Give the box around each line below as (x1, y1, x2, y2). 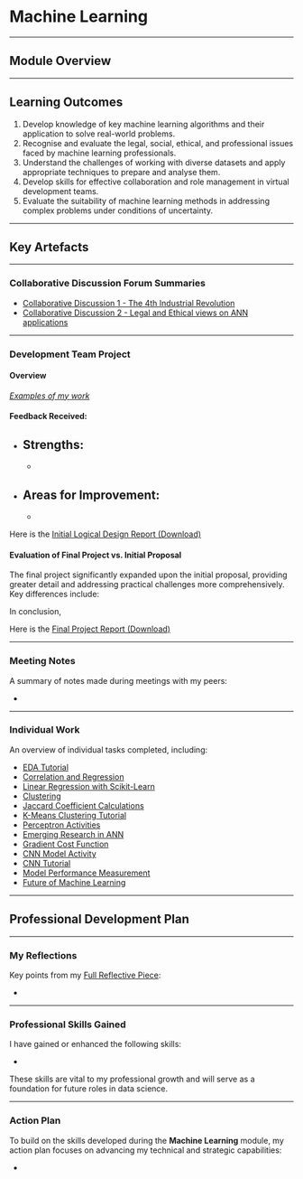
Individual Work (9, 724, 80, 736)
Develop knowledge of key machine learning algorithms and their (22, 118, 265, 129)
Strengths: (22, 436, 84, 453)
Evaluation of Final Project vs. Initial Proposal (9, 549, 182, 560)
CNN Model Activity (22, 847, 96, 859)
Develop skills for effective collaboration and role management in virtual (22, 176, 290, 187)
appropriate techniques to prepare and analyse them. (22, 166, 221, 177)
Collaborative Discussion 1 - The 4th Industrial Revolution (22, 297, 235, 308)
